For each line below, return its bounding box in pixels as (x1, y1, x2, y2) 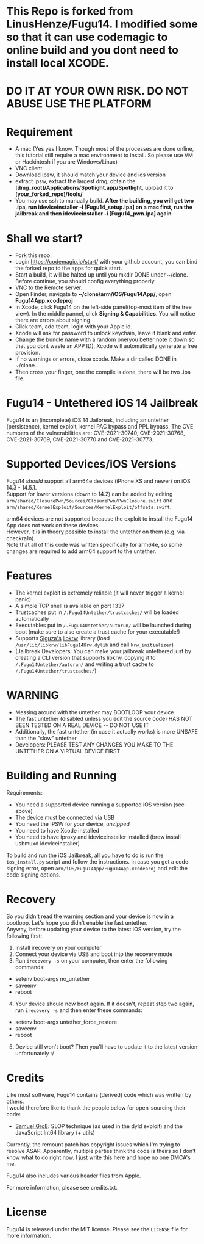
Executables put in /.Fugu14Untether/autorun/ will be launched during (15, 621, 192, 629)
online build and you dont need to (6, 43, 178, 57)
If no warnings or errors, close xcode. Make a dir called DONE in (15, 355, 177, 363)
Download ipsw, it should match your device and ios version (15, 171, 166, 178)
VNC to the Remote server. (15, 284, 83, 291)
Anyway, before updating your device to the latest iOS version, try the (6, 925, 181, 933)
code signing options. (6, 871, 61, 878)
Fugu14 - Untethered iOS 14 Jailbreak (6, 396, 199, 410)
